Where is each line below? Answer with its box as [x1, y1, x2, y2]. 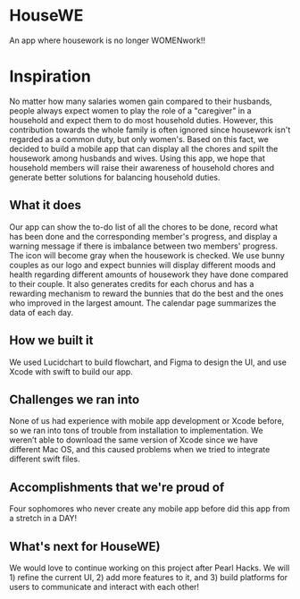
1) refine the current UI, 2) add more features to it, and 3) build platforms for [9, 571, 288, 582]
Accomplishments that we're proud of [9, 479, 225, 494]
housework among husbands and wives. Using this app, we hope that [9, 153, 266, 164]
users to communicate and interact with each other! [9, 581, 199, 592]
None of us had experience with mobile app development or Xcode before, [9, 416, 285, 426]
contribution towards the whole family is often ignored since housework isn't [9, 124, 291, 135]
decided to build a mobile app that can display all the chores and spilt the [9, 143, 279, 154]
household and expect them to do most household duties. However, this [9, 114, 274, 125]
